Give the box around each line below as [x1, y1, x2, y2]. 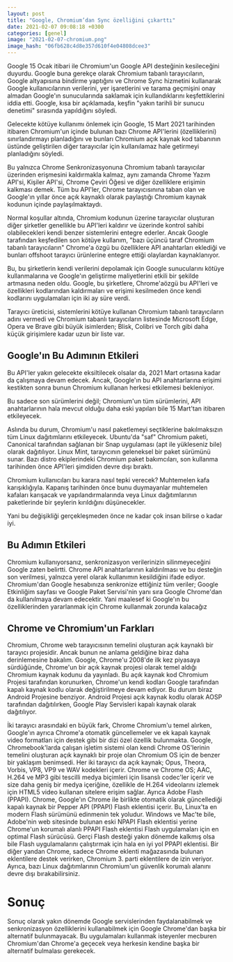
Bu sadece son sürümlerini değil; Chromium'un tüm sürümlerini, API [7, 397, 201, 405]
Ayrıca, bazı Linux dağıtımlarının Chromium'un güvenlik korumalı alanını [7, 862, 211, 871]
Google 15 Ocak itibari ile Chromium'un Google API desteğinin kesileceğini [7, 62, 220, 70]
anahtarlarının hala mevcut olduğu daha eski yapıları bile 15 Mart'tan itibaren [7, 404, 225, 413]
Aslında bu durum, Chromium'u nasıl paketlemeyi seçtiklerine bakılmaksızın [7, 425, 223, 434]
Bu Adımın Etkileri [7, 539, 86, 552]
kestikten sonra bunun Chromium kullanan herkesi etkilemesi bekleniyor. [7, 383, 214, 392]
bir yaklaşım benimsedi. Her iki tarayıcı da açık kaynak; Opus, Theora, [7, 758, 207, 767]
